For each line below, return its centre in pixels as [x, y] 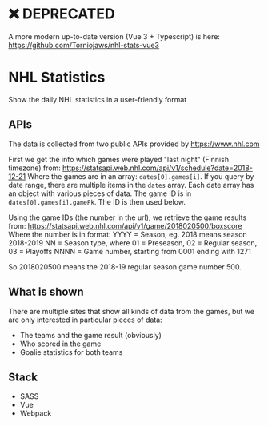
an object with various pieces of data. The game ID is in [100, 193]
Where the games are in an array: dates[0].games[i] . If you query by [141, 176]
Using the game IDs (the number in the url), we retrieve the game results [128, 217]
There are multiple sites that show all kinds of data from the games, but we [131, 311]
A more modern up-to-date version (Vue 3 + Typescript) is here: [114, 36]
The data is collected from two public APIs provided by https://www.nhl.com [134, 144]
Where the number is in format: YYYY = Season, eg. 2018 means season [128, 234]
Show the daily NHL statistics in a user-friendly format [98, 99]
